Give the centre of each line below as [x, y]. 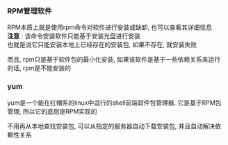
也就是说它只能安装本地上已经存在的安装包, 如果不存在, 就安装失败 [102, 45]
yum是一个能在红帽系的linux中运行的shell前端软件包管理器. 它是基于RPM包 [114, 103]
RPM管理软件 [30, 10]
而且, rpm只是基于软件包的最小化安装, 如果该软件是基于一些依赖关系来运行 [114, 60]
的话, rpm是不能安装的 [39, 68]
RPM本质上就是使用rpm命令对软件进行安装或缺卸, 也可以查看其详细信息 [109, 27]
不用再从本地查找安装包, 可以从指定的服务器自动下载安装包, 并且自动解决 [111, 126]
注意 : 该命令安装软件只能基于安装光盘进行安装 [74, 36]
